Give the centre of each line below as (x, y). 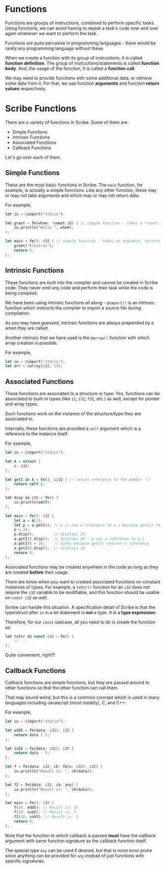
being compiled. (21, 293)
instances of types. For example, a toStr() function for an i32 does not (78, 587)
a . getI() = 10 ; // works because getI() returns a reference (82, 544)
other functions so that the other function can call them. (62, 688)
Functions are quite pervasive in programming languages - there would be (81, 43)
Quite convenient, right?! (30, 655)
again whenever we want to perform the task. (51, 33)
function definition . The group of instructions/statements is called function (82, 63)
